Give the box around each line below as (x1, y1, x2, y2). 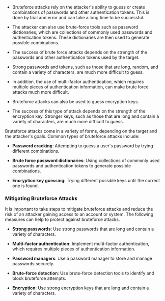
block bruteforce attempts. (12, 275, 66, 281)
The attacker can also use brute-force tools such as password (12, 24, 138, 30)
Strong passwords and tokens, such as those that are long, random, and (12, 64, 159, 70)
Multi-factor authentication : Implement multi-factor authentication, (12, 241, 150, 247)
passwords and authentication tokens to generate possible (12, 163, 131, 168)
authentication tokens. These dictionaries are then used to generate (12, 34, 150, 40)
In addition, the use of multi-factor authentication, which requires (12, 79, 144, 84)
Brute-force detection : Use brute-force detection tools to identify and (12, 270, 155, 276)
